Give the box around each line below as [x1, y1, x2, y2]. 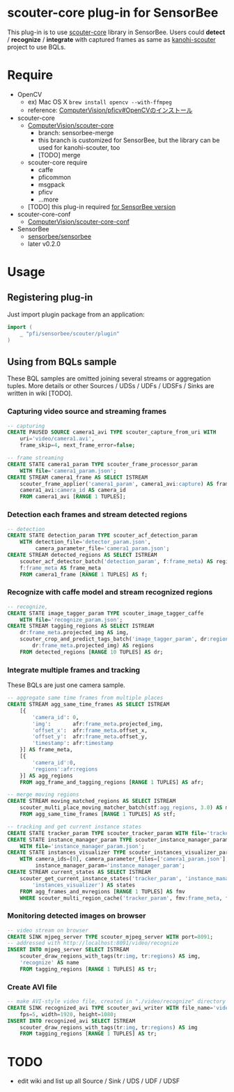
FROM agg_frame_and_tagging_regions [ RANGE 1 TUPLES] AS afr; [19, 778, 204, 785]
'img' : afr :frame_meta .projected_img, [32, 720, 164, 728]
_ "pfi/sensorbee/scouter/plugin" [19, 330, 120, 337]
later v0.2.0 [27, 239, 61, 248]
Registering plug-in [7, 291, 93, 304]
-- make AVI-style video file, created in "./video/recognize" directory [7, 998, 226, 1005]
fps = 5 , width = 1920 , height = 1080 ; [19, 1010, 117, 1018]
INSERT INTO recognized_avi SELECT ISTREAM [7, 1017, 136, 1024]
